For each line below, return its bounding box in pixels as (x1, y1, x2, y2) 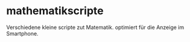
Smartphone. (6, 30, 39, 37)
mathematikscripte (6, 4, 104, 18)
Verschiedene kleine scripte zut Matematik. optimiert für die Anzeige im (6, 24, 185, 31)
